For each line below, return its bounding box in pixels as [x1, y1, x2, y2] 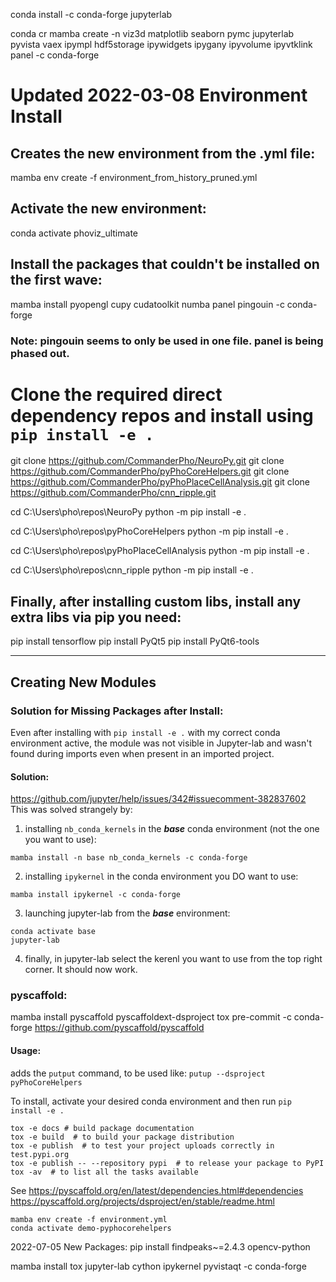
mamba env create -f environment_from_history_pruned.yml [10, 172, 258, 183]
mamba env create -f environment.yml [10, 1214, 168, 1224]
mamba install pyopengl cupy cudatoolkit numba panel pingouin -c [10, 298, 285, 310]
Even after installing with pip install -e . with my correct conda [10, 726, 281, 738]
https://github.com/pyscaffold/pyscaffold [34, 1022, 205, 1034]
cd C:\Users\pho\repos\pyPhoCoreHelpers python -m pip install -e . [10, 525, 289, 538]
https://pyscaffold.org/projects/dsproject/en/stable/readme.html [10, 1195, 275, 1207]
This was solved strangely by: [10, 804, 133, 816]
